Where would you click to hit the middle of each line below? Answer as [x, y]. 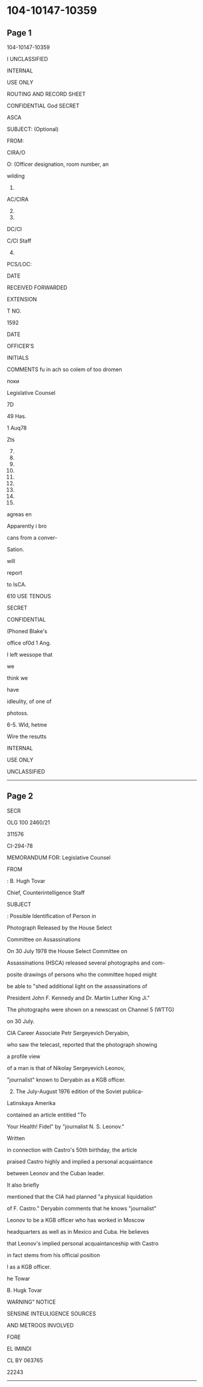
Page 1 [19, 33]
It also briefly [23, 1185]
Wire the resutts [27, 736]
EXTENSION [22, 299]
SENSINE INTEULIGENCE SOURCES [52, 1313]
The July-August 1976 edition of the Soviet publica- [80, 1091]
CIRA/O [16, 152]
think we [17, 678]
